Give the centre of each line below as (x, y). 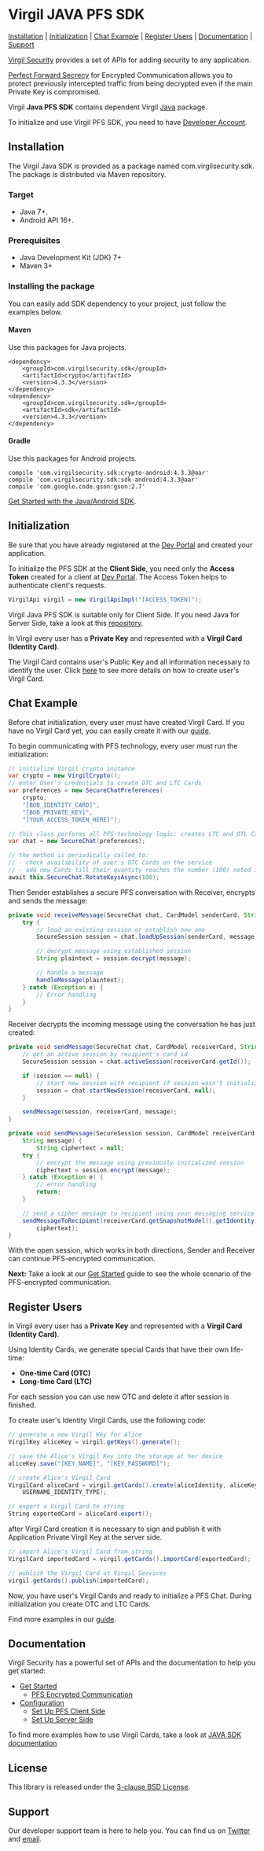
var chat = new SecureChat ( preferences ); (77, 841)
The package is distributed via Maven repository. (87, 174)
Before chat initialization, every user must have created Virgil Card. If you (126, 722)
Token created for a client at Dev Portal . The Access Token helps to (118, 576)
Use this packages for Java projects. (68, 347)
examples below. (35, 311)
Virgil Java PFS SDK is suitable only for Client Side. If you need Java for (124, 614)
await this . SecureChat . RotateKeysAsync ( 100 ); (84, 877)
